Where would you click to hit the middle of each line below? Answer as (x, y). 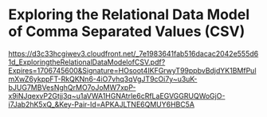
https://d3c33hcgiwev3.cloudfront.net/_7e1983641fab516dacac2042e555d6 (133, 53)
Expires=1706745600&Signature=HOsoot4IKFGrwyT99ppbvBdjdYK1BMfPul (132, 70)
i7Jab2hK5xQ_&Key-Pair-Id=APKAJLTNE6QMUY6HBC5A (102, 104)
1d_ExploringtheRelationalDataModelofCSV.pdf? (87, 62)
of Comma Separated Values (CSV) (127, 31)
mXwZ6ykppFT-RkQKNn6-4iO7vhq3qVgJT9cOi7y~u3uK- (103, 79)
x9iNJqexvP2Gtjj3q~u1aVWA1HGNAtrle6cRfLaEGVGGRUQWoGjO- (117, 96)
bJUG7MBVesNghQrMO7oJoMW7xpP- (72, 87)
